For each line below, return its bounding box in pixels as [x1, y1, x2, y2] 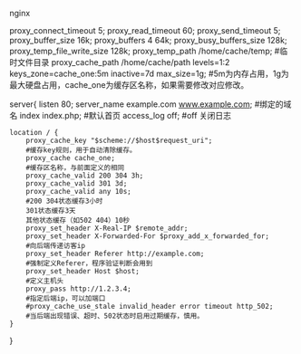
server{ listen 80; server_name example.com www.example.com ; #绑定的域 [9, 99, 292, 110]
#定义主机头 [25, 276, 64, 285]
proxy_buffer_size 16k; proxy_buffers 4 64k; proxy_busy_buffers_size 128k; [9, 35, 287, 45]
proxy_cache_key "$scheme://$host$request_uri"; [25, 136, 213, 145]
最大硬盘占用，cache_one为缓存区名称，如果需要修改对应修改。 [9, 80, 249, 90]
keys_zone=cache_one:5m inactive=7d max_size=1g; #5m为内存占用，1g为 [9, 68, 289, 79]
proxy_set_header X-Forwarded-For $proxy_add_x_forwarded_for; [25, 232, 270, 241]
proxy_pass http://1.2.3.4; [25, 284, 131, 293]
